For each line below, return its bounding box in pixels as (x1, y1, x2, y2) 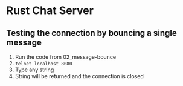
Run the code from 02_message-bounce (14, 53, 117, 61)
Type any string (14, 66, 54, 73)
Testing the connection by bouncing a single (6, 28, 177, 38)
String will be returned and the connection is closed (14, 73, 144, 79)
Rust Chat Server (6, 4, 94, 18)
